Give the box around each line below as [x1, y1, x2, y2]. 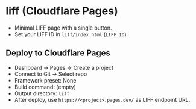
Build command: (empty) [14, 83, 76, 90]
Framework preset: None [14, 76, 77, 84]
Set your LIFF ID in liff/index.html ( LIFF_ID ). [14, 30, 128, 37]
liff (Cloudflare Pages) [5, 4, 118, 18]
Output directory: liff [14, 89, 70, 97]
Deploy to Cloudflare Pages [5, 48, 111, 58]
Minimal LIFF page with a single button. [14, 24, 112, 31]
